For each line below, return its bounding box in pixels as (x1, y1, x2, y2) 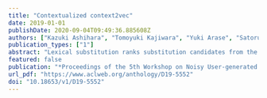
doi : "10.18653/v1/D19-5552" (8, 77, 105, 85)
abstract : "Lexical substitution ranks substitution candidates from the (8, 48, 258, 56)
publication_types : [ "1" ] (8, 41, 94, 49)
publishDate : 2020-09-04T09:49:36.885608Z (8, 26, 151, 34)
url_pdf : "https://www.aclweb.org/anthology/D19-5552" (8, 70, 194, 78)
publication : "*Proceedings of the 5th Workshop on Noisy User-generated (8, 63, 258, 71)
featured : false (8, 56, 62, 64)
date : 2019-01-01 (8, 19, 66, 27)
